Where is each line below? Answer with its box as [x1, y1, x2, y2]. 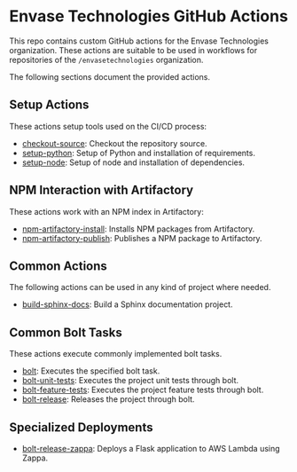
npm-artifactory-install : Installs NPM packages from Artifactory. [21, 224, 255, 234]
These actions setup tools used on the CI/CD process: [9, 121, 207, 131]
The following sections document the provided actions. [9, 71, 211, 82]
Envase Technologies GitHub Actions [9, 6, 288, 27]
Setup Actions [9, 98, 90, 113]
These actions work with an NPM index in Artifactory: [9, 206, 204, 216]
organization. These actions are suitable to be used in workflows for [9, 44, 258, 55]
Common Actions [9, 258, 108, 273]
